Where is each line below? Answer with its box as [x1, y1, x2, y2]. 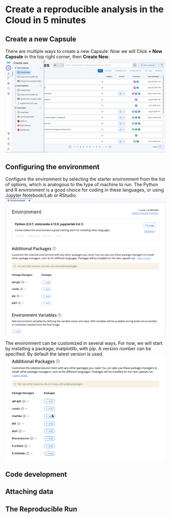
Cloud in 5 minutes [5, 14, 87, 26]
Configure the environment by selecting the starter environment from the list [5, 176, 165, 182]
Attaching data [5, 487, 53, 496]
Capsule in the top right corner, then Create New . [5, 54, 110, 60]
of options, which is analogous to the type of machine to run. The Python [5, 182, 159, 188]
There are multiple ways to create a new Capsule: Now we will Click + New [5, 48, 162, 54]
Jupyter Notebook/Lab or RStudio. [5, 192, 77, 198]
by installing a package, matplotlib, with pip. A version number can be [5, 345, 152, 351]
